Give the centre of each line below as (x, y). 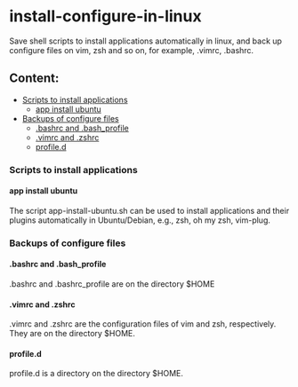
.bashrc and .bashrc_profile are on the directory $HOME (112, 284)
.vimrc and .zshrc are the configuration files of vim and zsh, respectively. (143, 324)
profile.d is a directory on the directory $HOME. (97, 374)
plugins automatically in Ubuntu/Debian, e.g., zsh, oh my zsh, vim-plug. (140, 220)
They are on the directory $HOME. (72, 334)
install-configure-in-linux (105, 16)
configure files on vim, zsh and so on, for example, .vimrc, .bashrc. (132, 50)
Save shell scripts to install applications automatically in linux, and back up (146, 41)
